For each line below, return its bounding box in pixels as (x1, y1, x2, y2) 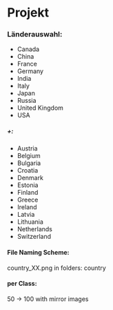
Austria (17, 144, 38, 153)
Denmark (17, 174, 43, 182)
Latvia (17, 211, 35, 219)
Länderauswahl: (7, 30, 63, 39)
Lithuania (17, 217, 43, 226)
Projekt (7, 5, 50, 21)
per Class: (7, 280, 37, 288)
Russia (17, 97, 37, 105)
